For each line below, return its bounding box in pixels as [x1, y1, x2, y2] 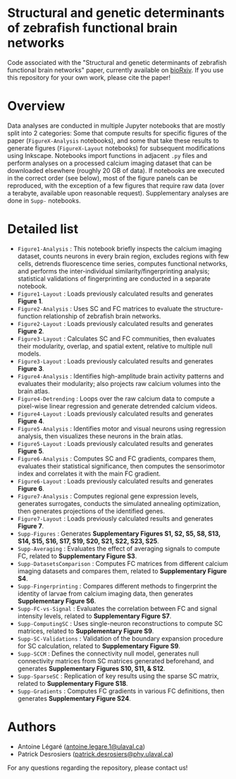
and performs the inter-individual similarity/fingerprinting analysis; [17, 267, 210, 275]
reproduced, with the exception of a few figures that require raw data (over [7, 181, 225, 190]
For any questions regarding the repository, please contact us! [7, 763, 188, 772]
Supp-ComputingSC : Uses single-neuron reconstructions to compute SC [17, 619, 223, 627]
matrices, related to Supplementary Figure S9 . [17, 627, 154, 635]
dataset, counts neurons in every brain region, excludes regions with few [17, 252, 229, 260]
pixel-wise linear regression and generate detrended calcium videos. [17, 401, 218, 410]
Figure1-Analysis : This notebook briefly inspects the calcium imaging [17, 244, 222, 253]
